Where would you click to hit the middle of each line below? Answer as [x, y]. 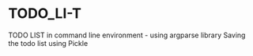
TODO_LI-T [45, 14]
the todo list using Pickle [48, 43]
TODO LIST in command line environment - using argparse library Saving [127, 35]
